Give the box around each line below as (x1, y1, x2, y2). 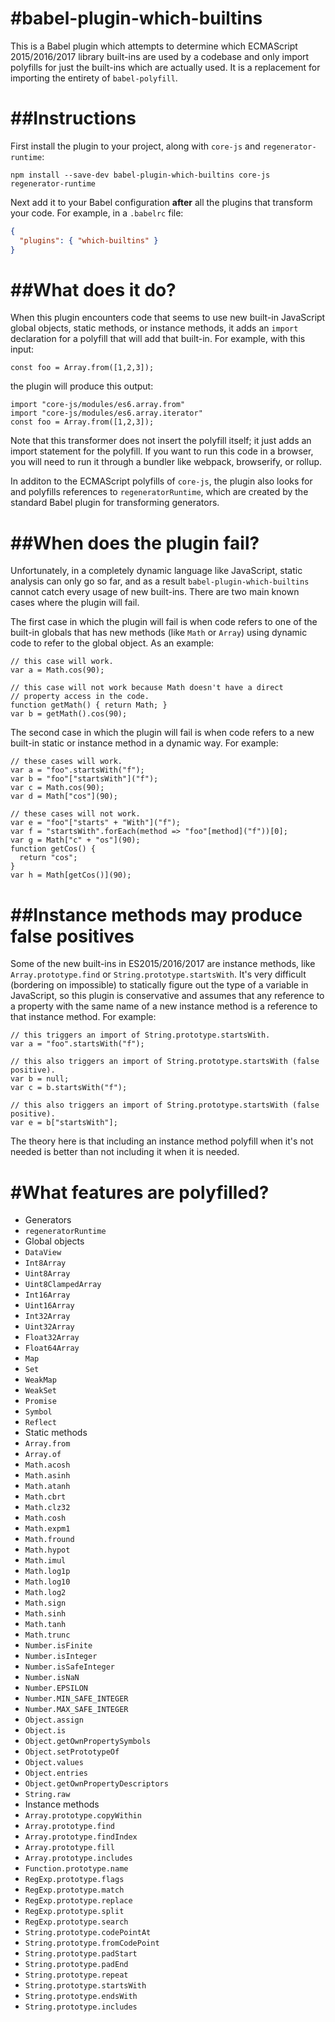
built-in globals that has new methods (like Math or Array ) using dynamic (10, 627, 308, 639)
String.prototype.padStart (24, 1949, 138, 1959)
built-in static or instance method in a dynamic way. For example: (10, 737, 279, 749)
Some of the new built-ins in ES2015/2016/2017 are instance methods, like (10, 958, 316, 970)
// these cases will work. (10, 757, 123, 767)
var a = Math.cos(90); (10, 665, 105, 676)
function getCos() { (10, 844, 97, 854)
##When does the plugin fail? (10, 532, 260, 554)
